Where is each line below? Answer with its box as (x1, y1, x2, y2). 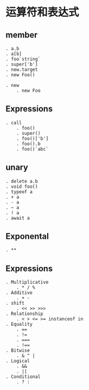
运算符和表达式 (5, 5, 79, 19)
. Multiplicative (5, 280, 49, 286)
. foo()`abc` (16, 146, 49, 152)
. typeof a (5, 188, 33, 195)
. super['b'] (5, 61, 38, 67)
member (5, 29, 38, 40)
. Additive (5, 290, 33, 296)
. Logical (5, 358, 30, 364)
